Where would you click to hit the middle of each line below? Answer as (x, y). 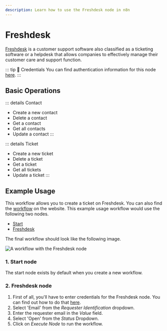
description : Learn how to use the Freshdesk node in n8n (68, 10)
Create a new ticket (33, 154)
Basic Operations (33, 91)
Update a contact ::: (33, 134)
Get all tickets (27, 170)
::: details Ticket (22, 144)
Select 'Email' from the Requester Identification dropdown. (74, 308)
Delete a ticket (28, 159)
